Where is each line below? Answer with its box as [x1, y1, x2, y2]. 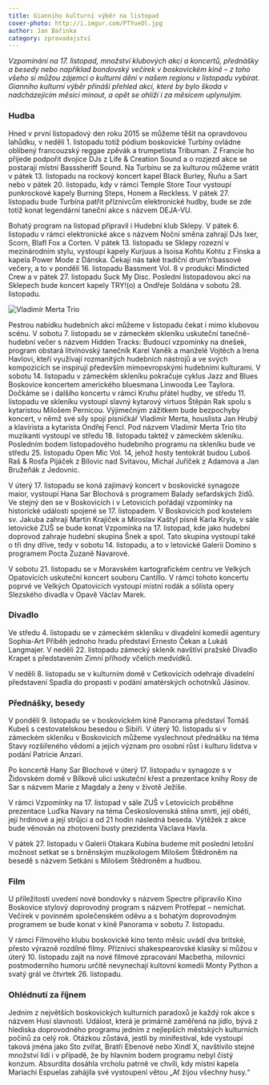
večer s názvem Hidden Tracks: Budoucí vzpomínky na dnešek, [37, 337, 247, 346]
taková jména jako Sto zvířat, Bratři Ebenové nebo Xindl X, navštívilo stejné [8, 1042, 255, 1051]
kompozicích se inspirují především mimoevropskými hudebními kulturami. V [8, 362, 261, 372]
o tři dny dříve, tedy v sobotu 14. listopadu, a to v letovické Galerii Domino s [8, 540, 257, 549]
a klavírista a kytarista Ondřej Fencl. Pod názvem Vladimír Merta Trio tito [8, 422, 247, 431]
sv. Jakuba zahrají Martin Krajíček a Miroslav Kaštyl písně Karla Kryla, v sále [8, 514, 259, 524]
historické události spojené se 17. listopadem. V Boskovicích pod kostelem [8, 506, 252, 516]
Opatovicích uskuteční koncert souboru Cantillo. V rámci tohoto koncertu [8, 573, 249, 582]
